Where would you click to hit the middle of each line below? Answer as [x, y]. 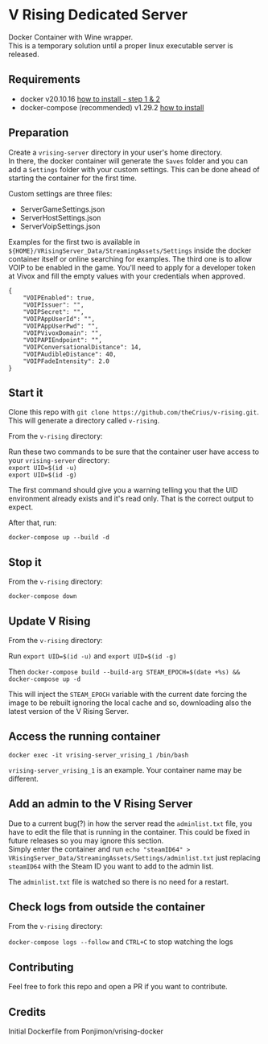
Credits [27, 1012]
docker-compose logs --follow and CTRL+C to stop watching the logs [121, 942]
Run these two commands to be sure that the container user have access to [134, 452]
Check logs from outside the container [107, 907]
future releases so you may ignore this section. [86, 840]
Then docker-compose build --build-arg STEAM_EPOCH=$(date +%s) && [124, 671]
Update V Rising [49, 621]
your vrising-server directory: [59, 460]
